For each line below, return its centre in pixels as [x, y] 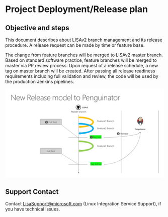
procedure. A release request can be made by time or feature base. [75, 45]
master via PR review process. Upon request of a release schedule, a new [82, 66]
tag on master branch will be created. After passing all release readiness [80, 71]
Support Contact [32, 192]
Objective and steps [37, 28]
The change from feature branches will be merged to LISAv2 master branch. [84, 55]
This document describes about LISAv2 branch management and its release [84, 40]
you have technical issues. [33, 209]
